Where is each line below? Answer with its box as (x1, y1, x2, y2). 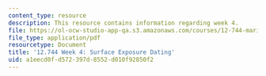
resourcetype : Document (8, 41, 87, 49)
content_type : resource (8, 11, 87, 20)
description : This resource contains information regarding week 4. (8, 19, 239, 27)
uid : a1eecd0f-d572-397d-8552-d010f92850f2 (8, 56, 154, 64)
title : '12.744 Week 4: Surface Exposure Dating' (8, 48, 176, 56)
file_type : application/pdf (8, 33, 101, 42)
